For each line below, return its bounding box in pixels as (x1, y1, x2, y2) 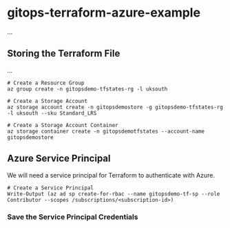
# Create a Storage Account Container (7, 122, 118, 129)
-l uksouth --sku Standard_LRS (7, 109, 97, 117)
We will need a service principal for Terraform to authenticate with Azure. (7, 171, 216, 179)
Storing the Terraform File (7, 48, 121, 59)
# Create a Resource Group (7, 79, 85, 86)
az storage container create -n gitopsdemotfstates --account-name (7, 128, 205, 135)
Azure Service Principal (7, 153, 111, 164)
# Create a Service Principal (7, 184, 94, 191)
